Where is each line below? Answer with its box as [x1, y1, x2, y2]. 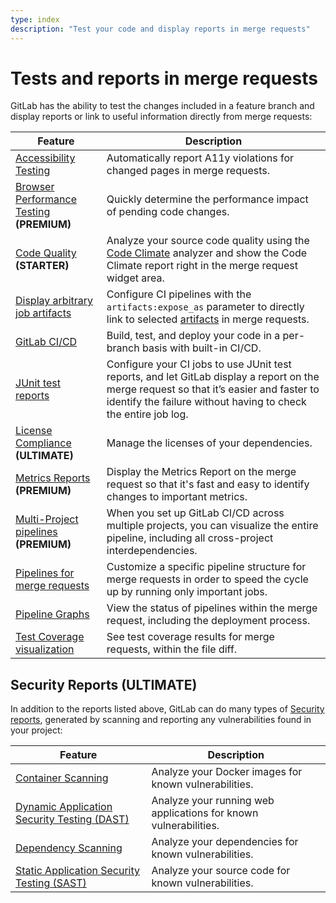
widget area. [106, 271, 165, 285]
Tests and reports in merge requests [10, 67, 318, 90]
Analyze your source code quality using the [106, 234, 310, 248]
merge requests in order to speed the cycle [106, 572, 309, 586]
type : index [10, 14, 60, 25]
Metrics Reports [15, 471, 91, 485]
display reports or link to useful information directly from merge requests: [10, 111, 313, 123]
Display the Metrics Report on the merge [106, 465, 297, 479]
